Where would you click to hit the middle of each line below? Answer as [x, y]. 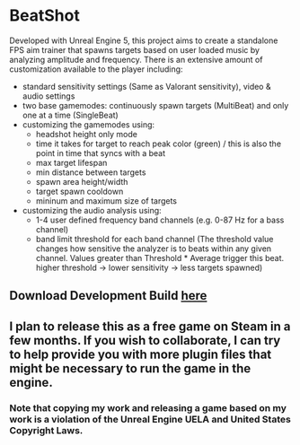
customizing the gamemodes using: [88, 124]
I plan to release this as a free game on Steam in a [150, 326]
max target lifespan [71, 162]
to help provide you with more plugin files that [141, 354]
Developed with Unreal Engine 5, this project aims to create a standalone [144, 40]
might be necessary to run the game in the [130, 368]
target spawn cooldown [79, 191]
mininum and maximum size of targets [106, 201]
